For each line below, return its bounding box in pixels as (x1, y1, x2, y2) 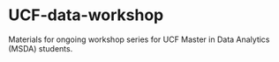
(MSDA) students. (8, 43, 73, 53)
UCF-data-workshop (8, 5, 164, 25)
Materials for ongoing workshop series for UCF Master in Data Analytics (8, 34, 270, 45)
